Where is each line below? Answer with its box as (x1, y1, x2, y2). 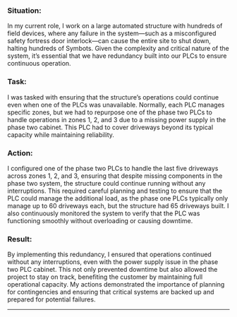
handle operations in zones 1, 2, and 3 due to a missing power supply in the (7, 115, 226, 124)
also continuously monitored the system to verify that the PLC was (7, 209, 200, 217)
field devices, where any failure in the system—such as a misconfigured (7, 29, 217, 37)
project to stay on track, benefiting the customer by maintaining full (7, 273, 203, 281)
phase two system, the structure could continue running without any (7, 179, 206, 187)
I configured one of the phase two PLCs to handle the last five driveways (7, 164, 219, 172)
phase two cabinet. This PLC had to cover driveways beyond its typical (7, 123, 214, 131)
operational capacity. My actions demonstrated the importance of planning (7, 280, 225, 289)
